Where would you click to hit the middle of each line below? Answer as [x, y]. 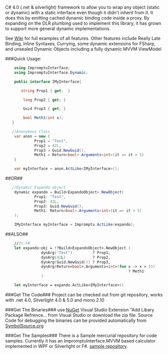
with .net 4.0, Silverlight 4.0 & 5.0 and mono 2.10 [55, 300]
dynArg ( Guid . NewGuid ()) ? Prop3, [76, 262]
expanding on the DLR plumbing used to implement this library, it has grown [83, 23]
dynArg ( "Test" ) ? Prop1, [76, 253]
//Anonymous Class [31, 132]
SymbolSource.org [24, 325]
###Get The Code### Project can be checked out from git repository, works [84, 294]
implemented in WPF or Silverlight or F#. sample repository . [66, 346]
